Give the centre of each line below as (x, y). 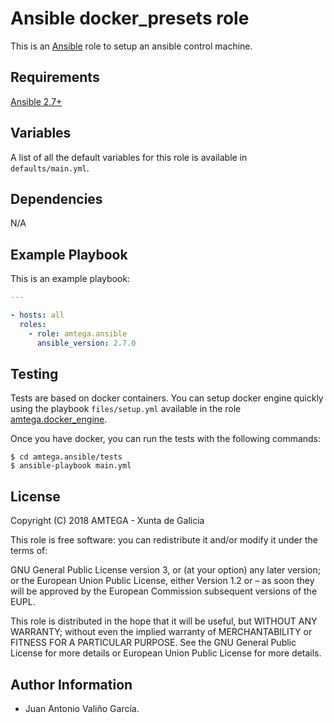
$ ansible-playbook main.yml (71, 466)
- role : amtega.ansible (78, 333)
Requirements (55, 77)
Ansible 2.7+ (36, 101)
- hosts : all (37, 315)
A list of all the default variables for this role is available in (129, 157)
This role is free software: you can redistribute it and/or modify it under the (164, 540)
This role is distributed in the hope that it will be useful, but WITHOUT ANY (164, 621)
